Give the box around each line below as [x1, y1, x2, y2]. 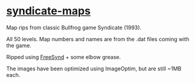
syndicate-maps [6, 4, 91, 18]
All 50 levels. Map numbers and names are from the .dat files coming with [6, 35, 190, 42]
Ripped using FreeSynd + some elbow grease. [6, 53, 121, 60]
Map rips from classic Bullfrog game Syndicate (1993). [6, 24, 142, 31]
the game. [6, 42, 31, 49]
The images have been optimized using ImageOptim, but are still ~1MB [6, 64, 182, 72]
